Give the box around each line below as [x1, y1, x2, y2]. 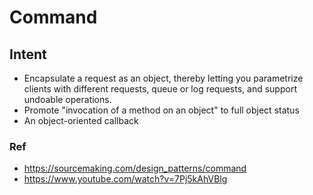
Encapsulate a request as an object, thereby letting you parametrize [23, 72, 304, 84]
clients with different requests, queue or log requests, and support [23, 83, 297, 95]
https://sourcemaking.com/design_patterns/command [23, 162, 247, 175]
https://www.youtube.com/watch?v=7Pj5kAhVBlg [23, 173, 228, 185]
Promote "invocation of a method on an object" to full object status [23, 104, 300, 116]
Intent [9, 46, 47, 63]
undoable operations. [23, 94, 112, 105]
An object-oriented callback [23, 115, 139, 126]
